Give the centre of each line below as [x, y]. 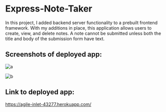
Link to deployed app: [40, 92]
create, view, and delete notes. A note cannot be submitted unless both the [83, 33]
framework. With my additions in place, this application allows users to [78, 28]
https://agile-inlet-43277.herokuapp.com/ [48, 104]
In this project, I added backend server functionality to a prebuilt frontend [81, 23]
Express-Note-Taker [49, 9]
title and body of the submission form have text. [55, 39]
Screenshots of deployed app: [54, 54]
